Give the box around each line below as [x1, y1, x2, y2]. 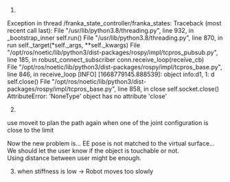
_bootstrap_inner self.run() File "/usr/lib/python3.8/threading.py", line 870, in [7, 34, 223, 42]
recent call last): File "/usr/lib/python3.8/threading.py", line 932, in [7, 27, 194, 34]
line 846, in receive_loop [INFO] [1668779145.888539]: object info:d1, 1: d [7, 70, 215, 78]
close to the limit [7, 126, 54, 134]
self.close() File [7, 78, 51, 85]
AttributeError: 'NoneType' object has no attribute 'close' [7, 92, 168, 100]
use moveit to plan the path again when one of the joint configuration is [7, 119, 209, 126]
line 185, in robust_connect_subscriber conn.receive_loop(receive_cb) [7, 56, 205, 64]
